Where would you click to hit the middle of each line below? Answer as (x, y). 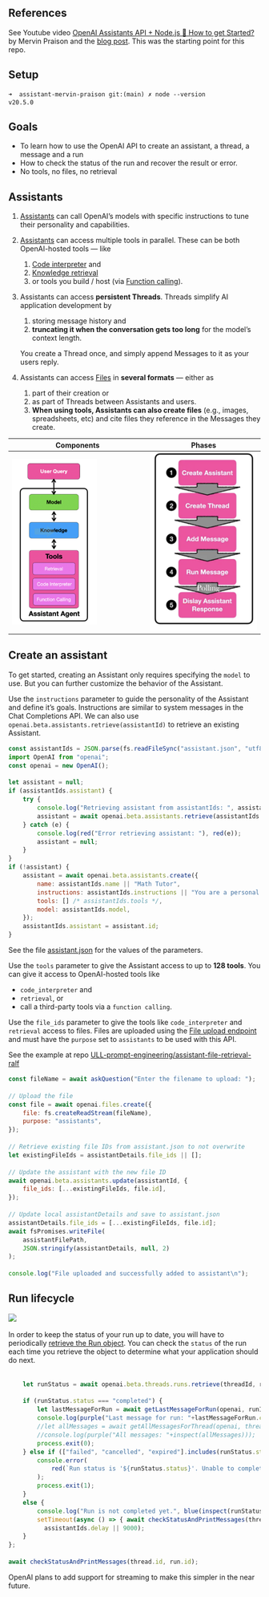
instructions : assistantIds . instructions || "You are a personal (149, 892)
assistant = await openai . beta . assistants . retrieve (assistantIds (149, 816)
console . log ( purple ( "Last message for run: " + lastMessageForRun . (149, 1418)
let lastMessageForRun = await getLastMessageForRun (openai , (141, 1410)
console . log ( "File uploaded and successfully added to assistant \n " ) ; (128, 1274)
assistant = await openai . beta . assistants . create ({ (110, 876)
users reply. (39, 362)
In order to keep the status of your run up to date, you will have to (116, 1334)
